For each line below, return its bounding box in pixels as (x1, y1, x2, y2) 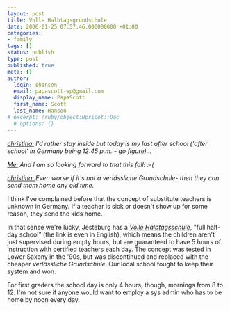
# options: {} (13, 120, 54, 127)
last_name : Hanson (13, 107, 67, 114)
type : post (7, 56, 39, 63)
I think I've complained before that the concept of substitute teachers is (7, 194, 212, 202)
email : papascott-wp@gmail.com (13, 88, 104, 95)
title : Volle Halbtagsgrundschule (7, 17, 108, 24)
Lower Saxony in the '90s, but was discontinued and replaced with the (7, 252, 208, 261)
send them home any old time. (7, 181, 95, 189)
